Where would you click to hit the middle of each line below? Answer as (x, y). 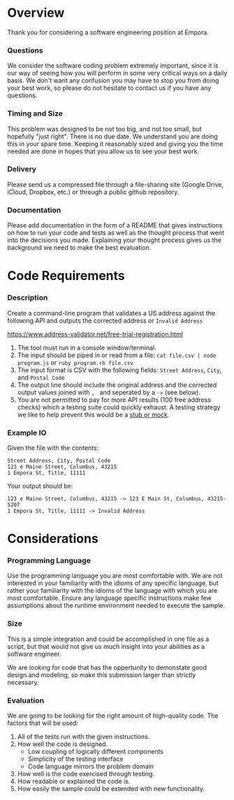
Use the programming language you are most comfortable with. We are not (115, 576)
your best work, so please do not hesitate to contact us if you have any (109, 88)
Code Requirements (66, 276)
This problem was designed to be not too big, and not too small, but (105, 129)
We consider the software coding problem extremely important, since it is (113, 66)
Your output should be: (40, 486)
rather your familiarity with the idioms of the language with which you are (112, 591)
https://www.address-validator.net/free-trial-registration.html (95, 334)
